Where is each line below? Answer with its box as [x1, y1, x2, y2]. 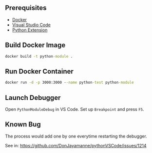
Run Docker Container [5, 67, 74, 76]
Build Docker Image [5, 41, 66, 49]
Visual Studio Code [12, 22, 51, 28]
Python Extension [12, 27, 48, 33]
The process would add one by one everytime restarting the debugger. [5, 133, 147, 139]
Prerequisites [5, 4, 47, 12]
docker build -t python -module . [5, 54, 73, 59]
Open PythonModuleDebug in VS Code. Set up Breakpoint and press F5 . [5, 107, 145, 112]
